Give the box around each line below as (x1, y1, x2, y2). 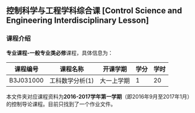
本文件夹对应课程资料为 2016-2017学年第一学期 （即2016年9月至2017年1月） (6, 93, 193, 100)
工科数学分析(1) (49, 77, 94, 85)
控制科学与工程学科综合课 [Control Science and (6, 5, 182, 16)
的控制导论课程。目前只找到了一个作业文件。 (6, 100, 116, 108)
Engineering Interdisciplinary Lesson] (6, 16, 149, 26)
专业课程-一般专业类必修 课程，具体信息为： (6, 49, 113, 56)
